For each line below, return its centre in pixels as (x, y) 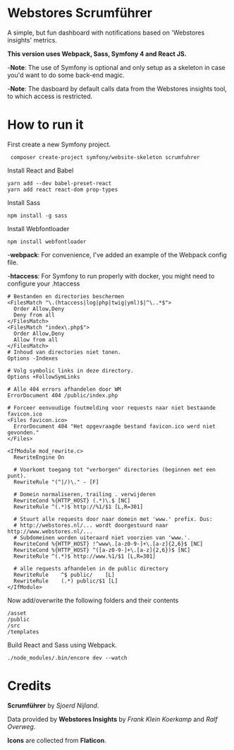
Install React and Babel (41, 170)
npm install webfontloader (47, 242)
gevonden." (23, 433)
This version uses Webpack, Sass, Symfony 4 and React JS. (97, 54)
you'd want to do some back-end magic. (66, 75)
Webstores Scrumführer (80, 13)
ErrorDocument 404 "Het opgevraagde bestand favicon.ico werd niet (115, 426)
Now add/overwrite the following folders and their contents (93, 600)
